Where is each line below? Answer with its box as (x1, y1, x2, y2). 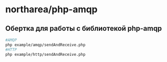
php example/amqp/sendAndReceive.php (5, 42, 86, 47)
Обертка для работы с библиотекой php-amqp (5, 24, 162, 33)
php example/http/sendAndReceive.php (5, 52, 86, 57)
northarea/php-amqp (5, 4, 98, 15)
